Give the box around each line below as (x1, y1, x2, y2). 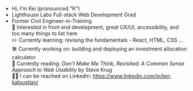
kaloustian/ (11, 79, 39, 86)
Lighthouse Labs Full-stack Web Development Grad (11, 11, 136, 18)
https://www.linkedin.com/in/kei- (92, 73, 172, 79)
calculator (11, 54, 36, 60)
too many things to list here (11, 30, 78, 37)
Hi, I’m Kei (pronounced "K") (11, 5, 80, 12)
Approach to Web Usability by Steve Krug (11, 66, 112, 73)
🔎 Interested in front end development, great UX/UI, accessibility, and (11, 23, 180, 31)
